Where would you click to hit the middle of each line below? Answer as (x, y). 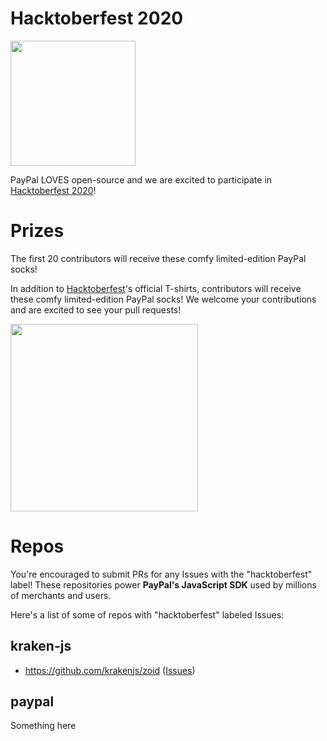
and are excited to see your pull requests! (96, 309)
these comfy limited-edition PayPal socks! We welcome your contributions (163, 299)
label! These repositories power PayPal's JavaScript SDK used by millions (163, 584)
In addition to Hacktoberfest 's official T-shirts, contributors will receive (156, 288)
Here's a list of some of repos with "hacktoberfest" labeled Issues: (147, 614)
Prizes (37, 231)
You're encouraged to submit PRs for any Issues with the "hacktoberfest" (161, 574)
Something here (43, 726)
